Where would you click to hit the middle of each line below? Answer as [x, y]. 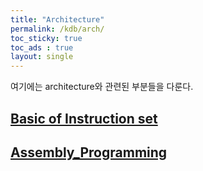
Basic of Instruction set [84, 118]
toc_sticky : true [46, 38]
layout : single [42, 57]
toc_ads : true [42, 47]
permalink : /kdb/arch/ [57, 29]
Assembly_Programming [89, 152]
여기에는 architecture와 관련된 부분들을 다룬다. [102, 87]
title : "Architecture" [57, 19]
